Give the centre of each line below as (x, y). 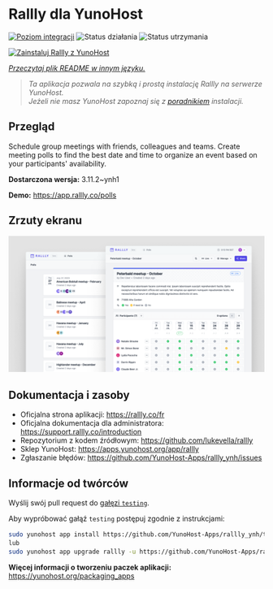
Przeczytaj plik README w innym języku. (77, 68)
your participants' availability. (58, 163)
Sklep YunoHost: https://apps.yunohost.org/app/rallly (109, 449)
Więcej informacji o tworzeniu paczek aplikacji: (90, 567)
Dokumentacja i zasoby (69, 395)
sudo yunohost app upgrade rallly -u (72, 552)
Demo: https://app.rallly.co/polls (63, 195)
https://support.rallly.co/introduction (81, 432)
